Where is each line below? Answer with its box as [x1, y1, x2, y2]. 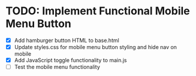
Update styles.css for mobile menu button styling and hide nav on [14, 44, 177, 50]
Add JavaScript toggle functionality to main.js [14, 57, 127, 64]
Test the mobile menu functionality [14, 63, 100, 71]
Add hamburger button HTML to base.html [14, 37, 119, 44]
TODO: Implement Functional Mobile [5, 4, 190, 18]
